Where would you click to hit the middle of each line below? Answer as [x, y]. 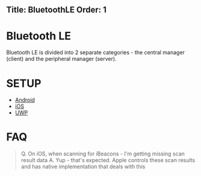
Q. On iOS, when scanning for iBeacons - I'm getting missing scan [103, 154]
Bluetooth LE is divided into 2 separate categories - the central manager [96, 52]
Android [25, 100]
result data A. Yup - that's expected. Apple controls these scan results [108, 160]
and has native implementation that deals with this [83, 167]
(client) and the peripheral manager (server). [61, 59]
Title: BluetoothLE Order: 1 [57, 10]
